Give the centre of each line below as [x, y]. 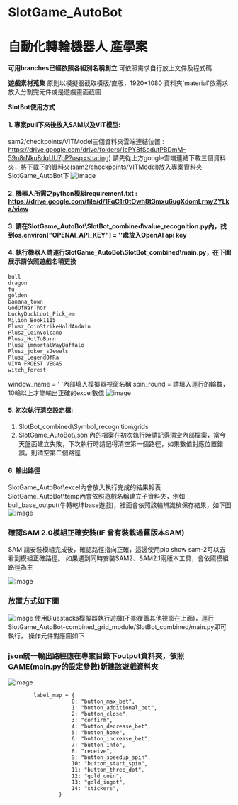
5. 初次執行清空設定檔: [41, 410]
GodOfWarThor [27, 308]
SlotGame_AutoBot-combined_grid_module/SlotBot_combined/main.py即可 [117, 627]
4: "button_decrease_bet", [111, 727]
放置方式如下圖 [34, 601]
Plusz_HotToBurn [32, 339]
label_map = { [54, 696]
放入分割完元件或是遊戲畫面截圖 [55, 92]
